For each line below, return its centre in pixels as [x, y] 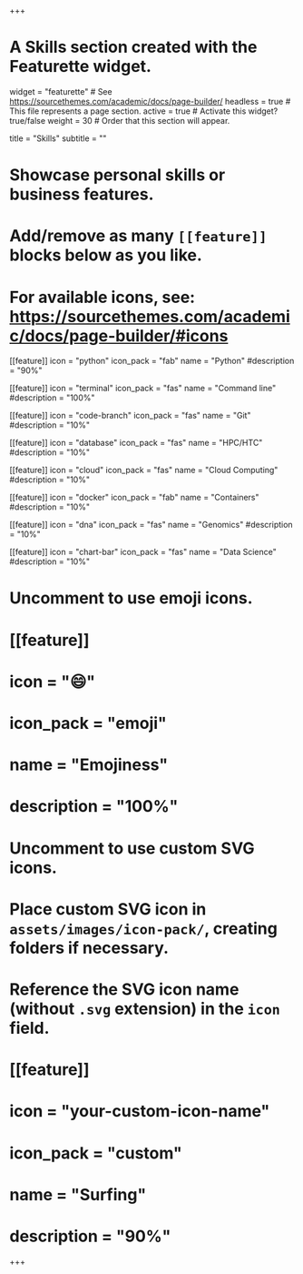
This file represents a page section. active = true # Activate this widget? [144, 111]
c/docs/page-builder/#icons [119, 335]
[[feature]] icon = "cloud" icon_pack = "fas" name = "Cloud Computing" [144, 470]
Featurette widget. [81, 67]
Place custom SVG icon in [108, 909]
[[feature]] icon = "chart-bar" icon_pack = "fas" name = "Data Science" [143, 552]
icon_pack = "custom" [96, 1153]
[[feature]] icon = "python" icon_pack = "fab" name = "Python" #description [152, 361]
